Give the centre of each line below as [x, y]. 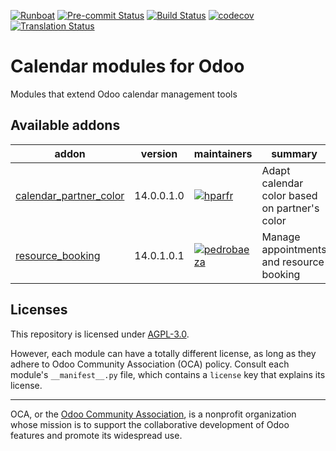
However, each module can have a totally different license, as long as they [163, 353]
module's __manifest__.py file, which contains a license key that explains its [168, 374]
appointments [294, 249]
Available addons [65, 125]
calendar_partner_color [70, 195]
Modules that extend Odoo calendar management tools [124, 94]
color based [289, 195]
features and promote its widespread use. [96, 435]
